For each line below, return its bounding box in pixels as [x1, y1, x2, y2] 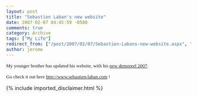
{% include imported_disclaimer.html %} [6, 84, 104, 91]
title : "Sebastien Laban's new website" [6, 14, 107, 20]
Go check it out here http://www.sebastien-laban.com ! [6, 74, 110, 79]
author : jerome [6, 47, 43, 53]
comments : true [6, 25, 43, 31]
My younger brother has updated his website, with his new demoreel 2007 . [6, 63, 149, 69]
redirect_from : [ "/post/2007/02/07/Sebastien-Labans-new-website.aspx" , [6, 41, 188, 47]
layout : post [6, 8, 38, 15]
